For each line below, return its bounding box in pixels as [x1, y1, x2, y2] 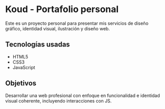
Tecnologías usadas [5, 40, 70, 49]
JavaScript [12, 64, 35, 70]
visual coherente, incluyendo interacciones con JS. [5, 97, 112, 104]
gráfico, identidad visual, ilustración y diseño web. [5, 25, 110, 31]
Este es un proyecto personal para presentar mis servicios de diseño [5, 20, 149, 26]
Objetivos [5, 79, 36, 88]
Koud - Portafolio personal [5, 4, 119, 15]
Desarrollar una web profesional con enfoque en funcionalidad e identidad [5, 92, 160, 98]
